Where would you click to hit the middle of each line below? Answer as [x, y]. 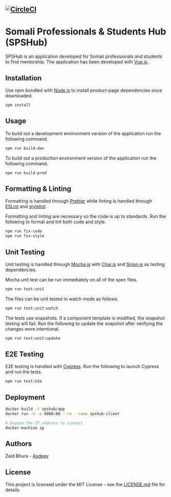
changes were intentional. [32, 329]
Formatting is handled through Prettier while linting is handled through [79, 201]
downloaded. [19, 96]
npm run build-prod [26, 173]
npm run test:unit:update [33, 338]
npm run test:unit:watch [32, 308]
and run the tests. [24, 372]
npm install [18, 105]
